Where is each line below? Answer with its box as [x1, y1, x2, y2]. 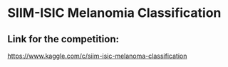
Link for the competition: [7, 33, 120, 45]
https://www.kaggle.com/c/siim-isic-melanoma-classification [7, 51, 187, 60]
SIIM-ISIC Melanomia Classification [7, 5, 222, 21]
